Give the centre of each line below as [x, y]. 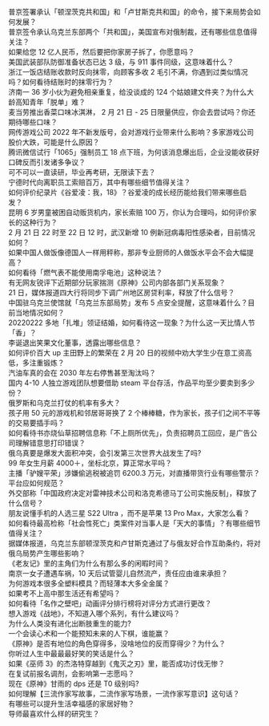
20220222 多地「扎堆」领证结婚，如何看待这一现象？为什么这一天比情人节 [132, 322]
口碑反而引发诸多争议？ [47, 162]
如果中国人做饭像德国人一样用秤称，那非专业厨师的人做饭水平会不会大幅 [127, 252]
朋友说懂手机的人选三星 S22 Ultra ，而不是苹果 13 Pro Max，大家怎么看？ [129, 513]
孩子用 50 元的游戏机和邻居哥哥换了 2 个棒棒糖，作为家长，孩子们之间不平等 [134, 413]
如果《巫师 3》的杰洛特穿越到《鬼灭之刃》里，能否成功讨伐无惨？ [117, 663]
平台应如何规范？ [36, 483]
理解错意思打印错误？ [50, 443]
